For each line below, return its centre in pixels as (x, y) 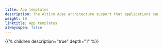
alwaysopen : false (24, 28)
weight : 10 (16, 18)
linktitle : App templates (31, 23)
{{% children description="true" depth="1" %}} (52, 41)
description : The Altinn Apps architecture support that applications (78, 14)
